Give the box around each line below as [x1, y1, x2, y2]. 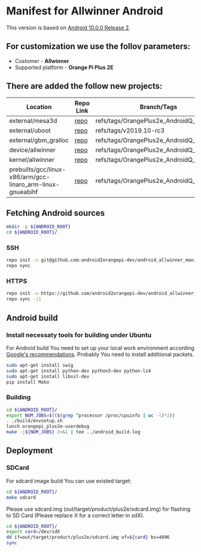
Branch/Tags [139, 102, 178, 111]
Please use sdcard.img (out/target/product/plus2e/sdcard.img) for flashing [6, 505, 191, 512]
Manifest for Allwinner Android [6, 4, 163, 18]
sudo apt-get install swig [6, 362, 74, 368]
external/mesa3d [9, 116, 57, 125]
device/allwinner [9, 146, 56, 154]
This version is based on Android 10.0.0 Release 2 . [6, 24, 130, 31]
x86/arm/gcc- [9, 173, 50, 181]
